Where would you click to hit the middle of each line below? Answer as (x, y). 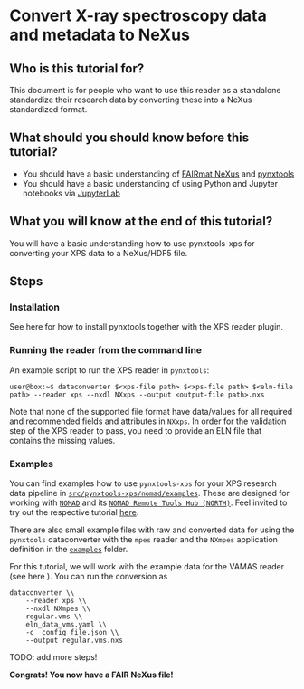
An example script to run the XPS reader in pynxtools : (109, 370)
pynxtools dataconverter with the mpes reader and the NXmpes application (144, 539)
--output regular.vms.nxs (75, 640)
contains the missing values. (62, 440)
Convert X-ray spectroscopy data (138, 16)
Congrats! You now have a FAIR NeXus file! (91, 675)
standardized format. (48, 109)
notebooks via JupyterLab (71, 193)
